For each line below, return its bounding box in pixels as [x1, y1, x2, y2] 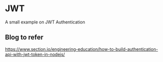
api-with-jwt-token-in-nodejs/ [5, 51, 65, 57]
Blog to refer [5, 33, 44, 41]
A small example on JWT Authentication [5, 19, 85, 25]
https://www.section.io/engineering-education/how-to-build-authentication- [5, 46, 158, 52]
